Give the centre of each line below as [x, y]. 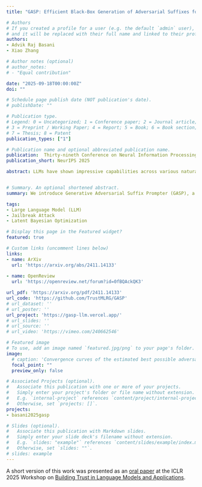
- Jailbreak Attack [31, 215]
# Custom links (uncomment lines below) [58, 248]
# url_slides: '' [28, 320]
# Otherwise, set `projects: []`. [52, 403]
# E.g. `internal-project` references [58, 398]
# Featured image [28, 343]
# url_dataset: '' [29, 304]
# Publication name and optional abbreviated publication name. [88, 150]
